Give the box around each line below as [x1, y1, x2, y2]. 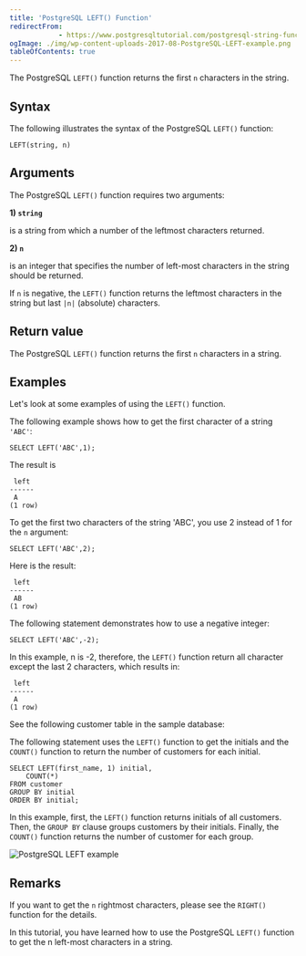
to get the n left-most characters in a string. [9, 937, 173, 948]
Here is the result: [9, 560, 76, 571]
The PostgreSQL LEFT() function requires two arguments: [9, 189, 225, 201]
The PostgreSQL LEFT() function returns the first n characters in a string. [9, 348, 282, 358]
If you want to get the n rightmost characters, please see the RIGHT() [9, 899, 267, 910]
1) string [9, 207, 43, 218]
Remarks [9, 875, 62, 890]
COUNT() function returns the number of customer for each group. [9, 831, 254, 842]
